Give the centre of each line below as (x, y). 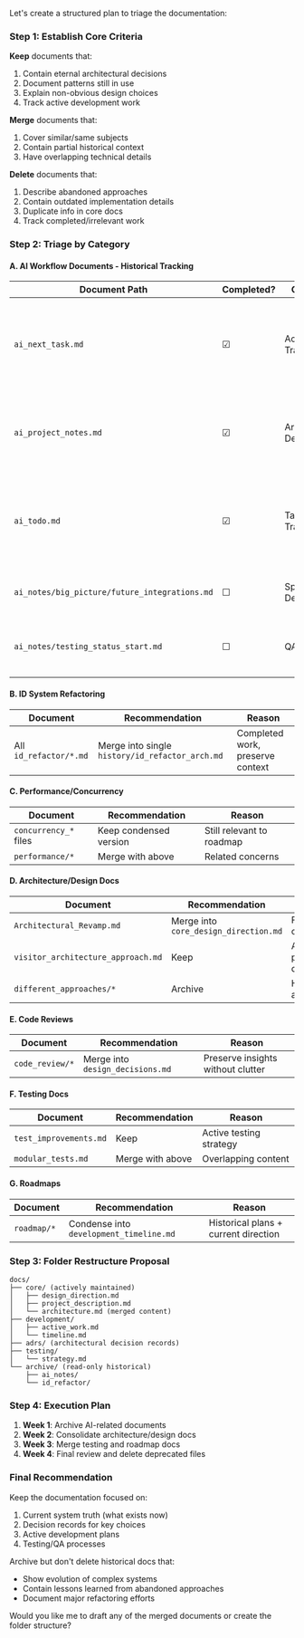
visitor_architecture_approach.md (88, 958)
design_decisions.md (127, 1069)
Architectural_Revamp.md (67, 926)
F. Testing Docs (39, 1094)
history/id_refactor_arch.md (161, 756)
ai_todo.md (37, 521)
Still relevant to (236, 830)
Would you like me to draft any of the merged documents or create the (141, 1615)
